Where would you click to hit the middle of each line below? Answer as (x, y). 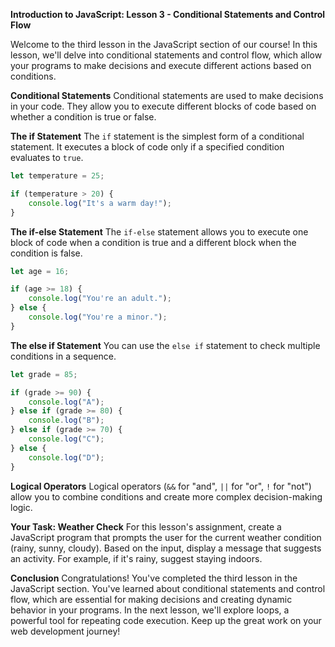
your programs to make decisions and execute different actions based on (161, 65)
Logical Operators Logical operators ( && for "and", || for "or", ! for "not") (161, 486)
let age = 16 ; (40, 271)
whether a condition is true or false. (83, 117)
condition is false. (46, 253)
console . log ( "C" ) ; (66, 439)
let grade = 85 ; (44, 374)
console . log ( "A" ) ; (66, 402)
